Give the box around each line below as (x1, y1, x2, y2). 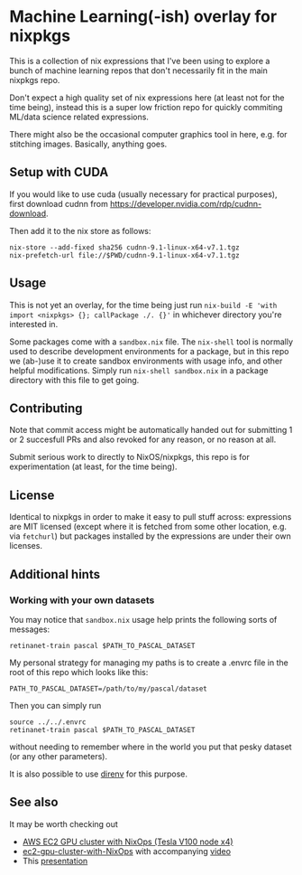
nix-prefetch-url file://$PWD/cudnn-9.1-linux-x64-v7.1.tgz (9, 250, 241, 259)
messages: (9, 624, 50, 635)
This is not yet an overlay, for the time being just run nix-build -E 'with (9, 299, 278, 310)
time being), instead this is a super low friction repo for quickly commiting (9, 101, 283, 112)
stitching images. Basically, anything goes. (9, 138, 168, 149)
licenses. (9, 541, 43, 551)
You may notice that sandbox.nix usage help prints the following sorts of (9, 614, 278, 625)
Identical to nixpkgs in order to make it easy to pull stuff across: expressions (9, 512, 292, 522)
